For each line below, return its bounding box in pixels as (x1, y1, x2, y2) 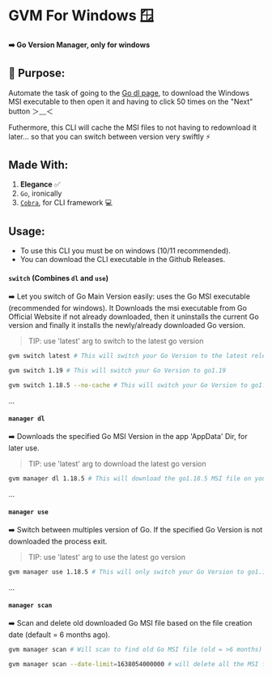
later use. (8, 443, 40, 453)
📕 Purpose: (8, 67, 66, 80)
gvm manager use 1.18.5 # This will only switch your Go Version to (8, 568, 244, 576)
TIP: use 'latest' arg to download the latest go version (28, 459, 206, 469)
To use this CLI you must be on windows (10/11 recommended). (19, 246, 231, 256)
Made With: (8, 157, 69, 171)
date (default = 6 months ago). (8, 630, 111, 639)
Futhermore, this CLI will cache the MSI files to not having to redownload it (8, 123, 257, 132)
